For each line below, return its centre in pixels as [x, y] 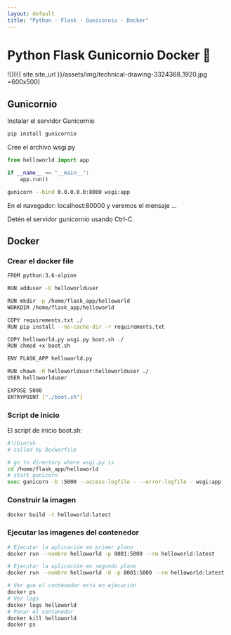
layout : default [31, 14]
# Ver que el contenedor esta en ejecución [72, 586]
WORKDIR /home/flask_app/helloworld [61, 307]
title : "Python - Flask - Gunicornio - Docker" [78, 20]
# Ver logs [23, 598]
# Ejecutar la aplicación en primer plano [70, 547]
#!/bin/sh [22, 443]
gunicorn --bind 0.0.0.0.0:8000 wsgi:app [69, 192]
